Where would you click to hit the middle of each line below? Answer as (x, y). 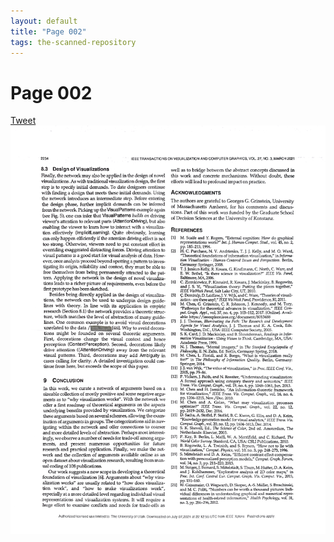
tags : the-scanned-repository (73, 42)
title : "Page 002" (48, 31)
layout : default (44, 21)
